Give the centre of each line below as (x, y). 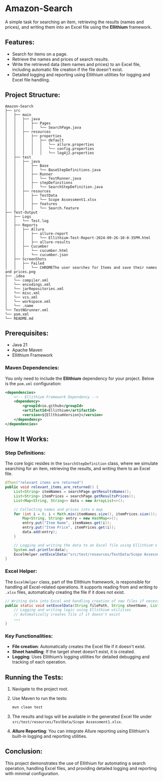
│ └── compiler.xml (27, 280)
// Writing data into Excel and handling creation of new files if (75, 601)
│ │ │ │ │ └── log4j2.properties (50, 153)
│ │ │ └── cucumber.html (37, 250)
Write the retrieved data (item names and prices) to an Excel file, (76, 64)
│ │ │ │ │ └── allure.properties (50, 144)
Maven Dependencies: (32, 368)
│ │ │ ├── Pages (28, 123)
